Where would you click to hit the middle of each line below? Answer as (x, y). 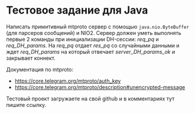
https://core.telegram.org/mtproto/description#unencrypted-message (100, 87)
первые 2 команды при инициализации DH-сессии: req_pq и (82, 39)
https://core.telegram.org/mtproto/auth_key (68, 81)
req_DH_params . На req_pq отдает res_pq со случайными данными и (93, 45)
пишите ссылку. (26, 105)
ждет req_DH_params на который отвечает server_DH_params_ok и (91, 51)
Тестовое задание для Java (77, 10)
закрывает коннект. (31, 58)
